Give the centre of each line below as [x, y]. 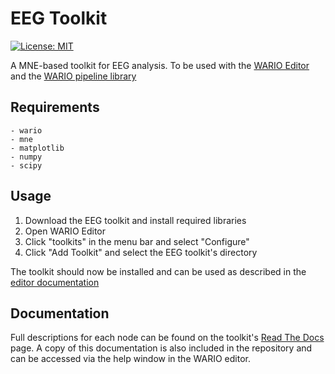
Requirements [55, 107]
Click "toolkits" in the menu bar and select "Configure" [137, 241]
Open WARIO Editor [65, 231]
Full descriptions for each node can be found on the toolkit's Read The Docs [167, 338]
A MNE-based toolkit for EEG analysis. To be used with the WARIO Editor [160, 65]
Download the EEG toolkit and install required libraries [135, 220]
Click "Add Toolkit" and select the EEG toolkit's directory [141, 252]
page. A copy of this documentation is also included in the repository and [161, 348]
